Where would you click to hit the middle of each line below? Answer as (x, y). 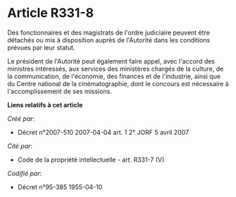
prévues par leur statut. (41, 47)
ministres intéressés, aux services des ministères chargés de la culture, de (116, 68)
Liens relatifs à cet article (45, 105)
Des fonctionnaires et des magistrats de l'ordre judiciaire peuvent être (108, 32)
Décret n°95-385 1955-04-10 (60, 187)
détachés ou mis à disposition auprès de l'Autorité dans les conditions (109, 40)
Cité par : (20, 145)
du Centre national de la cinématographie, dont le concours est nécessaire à (118, 83)
